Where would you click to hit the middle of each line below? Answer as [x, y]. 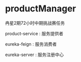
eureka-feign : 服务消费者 [31, 44]
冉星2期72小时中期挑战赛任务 [35, 23]
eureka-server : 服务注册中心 [35, 55]
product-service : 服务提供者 [34, 33]
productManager [41, 9]
